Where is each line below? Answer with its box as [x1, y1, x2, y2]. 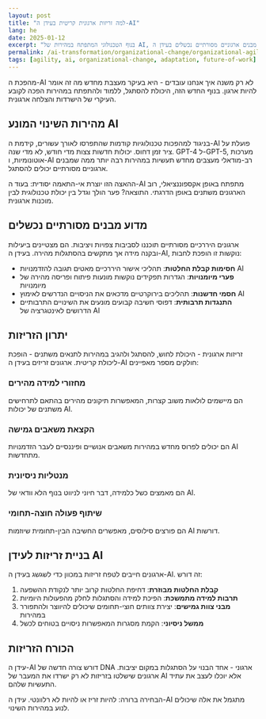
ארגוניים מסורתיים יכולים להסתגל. [8, 163, 108, 173]
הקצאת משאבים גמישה [8, 424, 95, 435]
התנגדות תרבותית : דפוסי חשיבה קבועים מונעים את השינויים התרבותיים [19, 297, 232, 306]
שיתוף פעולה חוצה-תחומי [8, 508, 103, 519]
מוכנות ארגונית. [8, 196, 54, 205]
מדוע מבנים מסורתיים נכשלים [8, 219, 148, 232]
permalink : [8, 48, 44, 56]
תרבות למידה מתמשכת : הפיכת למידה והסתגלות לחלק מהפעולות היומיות [19, 593, 238, 603]
